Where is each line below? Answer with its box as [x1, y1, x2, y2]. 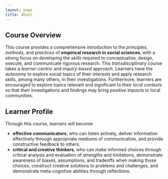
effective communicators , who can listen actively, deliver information [12, 130, 157, 137]
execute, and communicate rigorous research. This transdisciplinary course [5, 60, 162, 66]
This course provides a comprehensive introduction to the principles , [5, 44, 148, 51]
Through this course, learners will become [5, 121, 93, 127]
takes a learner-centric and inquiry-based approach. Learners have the [5, 66, 153, 72]
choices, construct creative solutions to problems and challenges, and [12, 163, 158, 169]
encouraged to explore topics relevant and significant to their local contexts [5, 82, 162, 88]
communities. [5, 93, 34, 99]
